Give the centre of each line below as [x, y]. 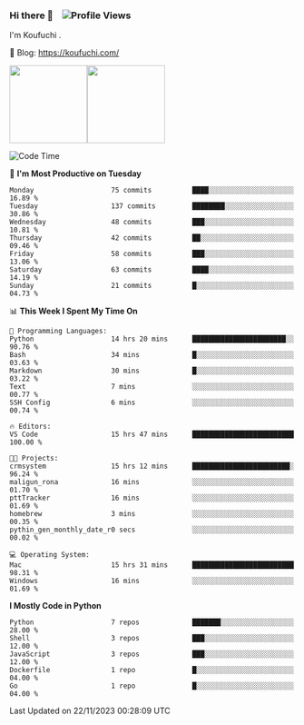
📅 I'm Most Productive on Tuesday [76, 174]
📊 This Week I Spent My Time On [74, 311]
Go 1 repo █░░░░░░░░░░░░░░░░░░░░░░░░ [152, 686]
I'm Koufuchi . [35, 35]
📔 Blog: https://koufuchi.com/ [64, 53]
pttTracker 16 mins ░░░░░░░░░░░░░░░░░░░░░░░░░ [152, 498]
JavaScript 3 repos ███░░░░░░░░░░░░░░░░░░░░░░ [152, 654]
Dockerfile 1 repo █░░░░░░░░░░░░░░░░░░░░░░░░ [152, 670]
